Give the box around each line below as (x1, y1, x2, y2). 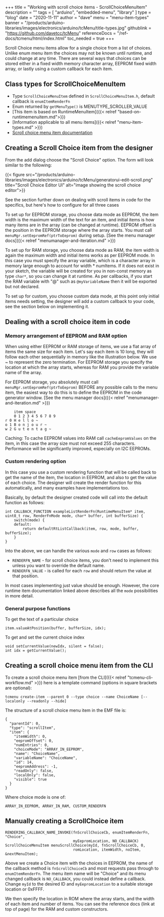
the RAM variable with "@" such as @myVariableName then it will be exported (5, 278, 157, 284)
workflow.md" (5, 679, 33, 685)
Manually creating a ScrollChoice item (5, 817, 124, 825)
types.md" (12, 124, 34, 130)
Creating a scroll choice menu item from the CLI (5, 661, 153, 670)
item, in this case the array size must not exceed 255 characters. (5, 440, 136, 446)
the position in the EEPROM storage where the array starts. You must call (5, 227, 152, 233)
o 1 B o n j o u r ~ (5, 422, 47, 428)
